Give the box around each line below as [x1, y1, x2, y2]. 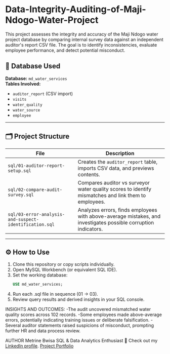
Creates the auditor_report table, [77, 158, 158, 165]
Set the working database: [12, 272, 68, 278]
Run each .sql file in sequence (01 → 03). [12, 291, 99, 297]
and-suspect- [8, 216, 39, 222]
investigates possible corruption [77, 219, 154, 226]
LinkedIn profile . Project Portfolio [5, 343, 74, 349]
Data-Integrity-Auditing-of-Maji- [5, 4, 146, 15]
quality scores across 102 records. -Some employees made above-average [5, 311, 162, 318]
